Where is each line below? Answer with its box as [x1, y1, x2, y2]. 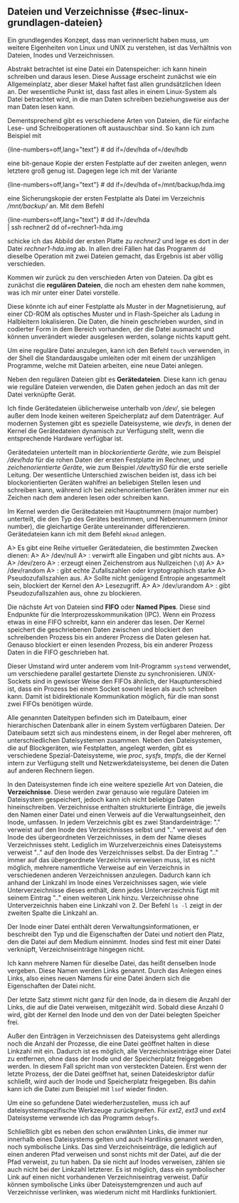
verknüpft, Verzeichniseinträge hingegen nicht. [7, 945, 145, 953]
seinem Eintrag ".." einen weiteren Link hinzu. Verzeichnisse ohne [7, 893, 199, 902]
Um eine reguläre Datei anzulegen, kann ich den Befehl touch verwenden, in [7, 346, 230, 354]
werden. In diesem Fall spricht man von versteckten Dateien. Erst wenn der [7, 1061, 228, 1070]
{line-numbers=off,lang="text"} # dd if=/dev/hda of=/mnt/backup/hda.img [7, 180, 225, 189]
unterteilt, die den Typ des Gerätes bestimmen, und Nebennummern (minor [7, 514, 228, 523]
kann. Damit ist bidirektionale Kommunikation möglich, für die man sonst [7, 691, 219, 700]
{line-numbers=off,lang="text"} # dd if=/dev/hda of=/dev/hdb [7, 145, 188, 154]
